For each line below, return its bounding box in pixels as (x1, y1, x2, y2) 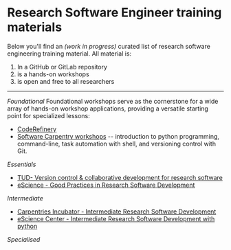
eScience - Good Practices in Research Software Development (16, 181, 195, 189)
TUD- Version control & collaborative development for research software (16, 173, 223, 181)
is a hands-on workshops (16, 70, 89, 78)
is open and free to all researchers (16, 77, 115, 85)
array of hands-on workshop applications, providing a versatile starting (7, 104, 208, 113)
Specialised (7, 235, 41, 243)
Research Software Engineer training (7, 5, 222, 21)
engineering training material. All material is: (7, 49, 132, 58)
